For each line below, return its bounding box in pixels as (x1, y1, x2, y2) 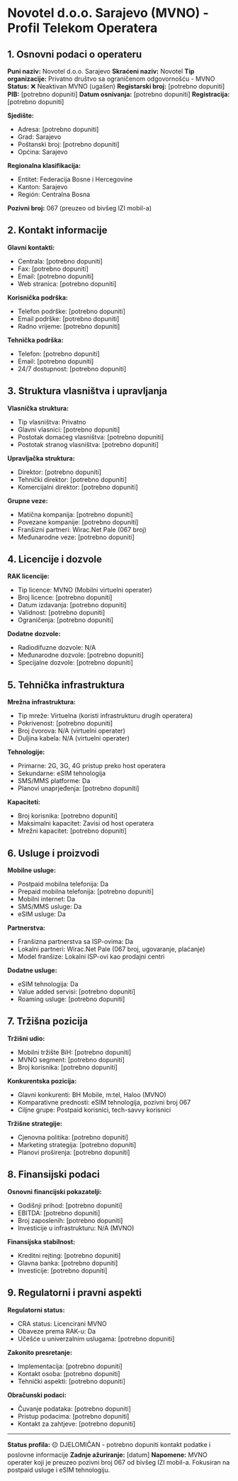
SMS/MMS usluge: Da (17, 902, 82, 911)
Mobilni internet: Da (17, 895, 76, 903)
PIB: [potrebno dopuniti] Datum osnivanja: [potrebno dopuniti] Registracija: (7, 90, 230, 98)
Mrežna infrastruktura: (7, 698, 76, 706)
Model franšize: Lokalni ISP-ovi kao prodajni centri (17, 952, 165, 961)
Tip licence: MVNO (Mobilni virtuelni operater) (17, 586, 152, 595)
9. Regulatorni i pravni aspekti (7, 1287, 142, 1299)
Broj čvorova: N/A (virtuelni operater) (17, 726, 126, 735)
